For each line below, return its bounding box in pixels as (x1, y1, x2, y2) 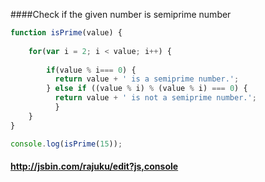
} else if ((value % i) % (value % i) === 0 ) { (46, 84, 248, 94)
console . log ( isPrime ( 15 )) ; (10, 139, 123, 149)
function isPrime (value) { (10, 28, 123, 38)
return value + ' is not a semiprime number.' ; (54, 93, 257, 103)
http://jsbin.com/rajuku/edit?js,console (10, 160, 179, 173)
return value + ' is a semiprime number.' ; (54, 74, 240, 84)
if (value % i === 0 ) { (46, 65, 137, 75)
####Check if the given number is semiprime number (10, 9, 232, 20)
